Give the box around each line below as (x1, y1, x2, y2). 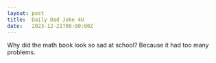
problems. (7, 48, 36, 56)
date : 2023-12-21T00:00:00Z (7, 22, 94, 29)
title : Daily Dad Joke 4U (7, 16, 84, 23)
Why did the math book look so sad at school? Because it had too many (7, 41, 209, 49)
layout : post (7, 9, 45, 17)
